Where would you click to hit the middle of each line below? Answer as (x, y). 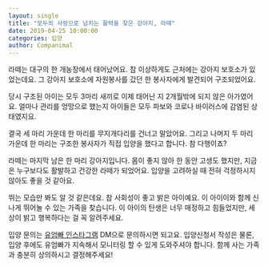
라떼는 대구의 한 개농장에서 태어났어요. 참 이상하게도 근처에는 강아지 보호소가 (128, 70)
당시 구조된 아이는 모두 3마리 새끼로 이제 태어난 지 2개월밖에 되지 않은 (117, 96)
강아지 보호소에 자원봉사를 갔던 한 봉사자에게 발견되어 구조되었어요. (151, 79)
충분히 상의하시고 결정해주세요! (65, 255)
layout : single (34, 16)
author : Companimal (41, 46)
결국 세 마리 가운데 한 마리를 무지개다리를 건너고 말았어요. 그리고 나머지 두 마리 (131, 134)
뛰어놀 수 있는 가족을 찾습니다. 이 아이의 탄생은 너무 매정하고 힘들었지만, (135, 208)
